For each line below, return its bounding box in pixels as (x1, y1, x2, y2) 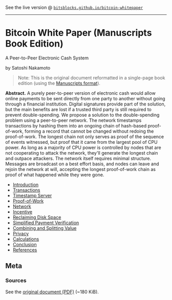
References (12, 247, 37, 253)
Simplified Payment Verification (12, 220, 79, 226)
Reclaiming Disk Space (12, 214, 61, 220)
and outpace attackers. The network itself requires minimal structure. (5, 155, 152, 161)
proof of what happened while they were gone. (5, 172, 104, 178)
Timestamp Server (12, 192, 52, 199)
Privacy (12, 230, 29, 237)
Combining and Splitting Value (12, 225, 77, 231)
